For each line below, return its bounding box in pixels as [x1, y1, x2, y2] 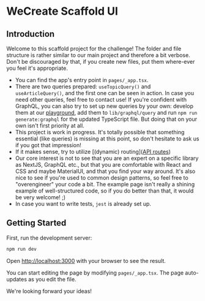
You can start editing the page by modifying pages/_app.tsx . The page [6, 269, 184, 276]
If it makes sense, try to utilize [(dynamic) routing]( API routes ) [15, 148, 171, 155]
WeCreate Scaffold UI [6, 4, 118, 18]
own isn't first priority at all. [15, 122, 84, 129]
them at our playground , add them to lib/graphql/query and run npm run [15, 109, 198, 116]
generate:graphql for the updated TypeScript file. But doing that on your [15, 115, 198, 123]
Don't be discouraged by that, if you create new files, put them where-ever [6, 58, 195, 65]
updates [6, 275, 28, 283]
